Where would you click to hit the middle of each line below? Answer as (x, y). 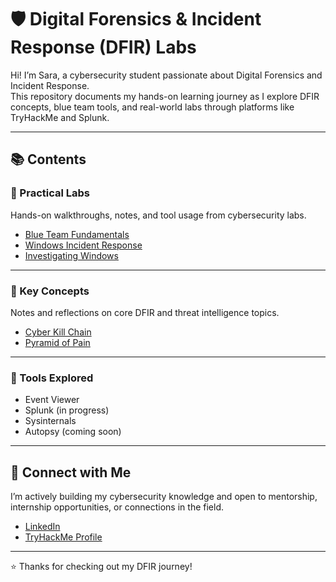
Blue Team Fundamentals (77, 234)
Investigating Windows (71, 255)
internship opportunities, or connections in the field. (117, 507)
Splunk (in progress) (67, 410)
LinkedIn (42, 527)
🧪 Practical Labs (50, 193)
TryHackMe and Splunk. (60, 117)
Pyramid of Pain (57, 342)
